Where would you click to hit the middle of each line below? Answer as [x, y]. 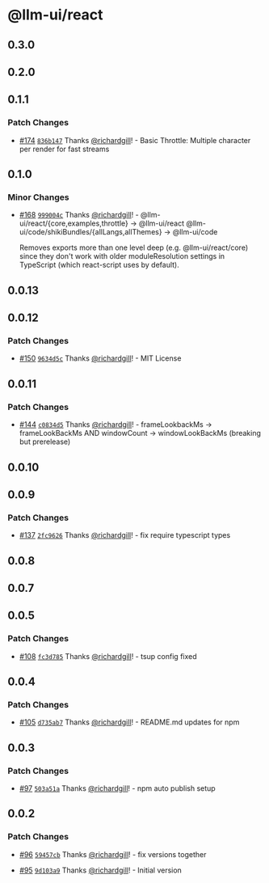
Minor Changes [38, 197]
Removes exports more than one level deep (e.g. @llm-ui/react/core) [133, 247]
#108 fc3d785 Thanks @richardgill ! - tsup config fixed [108, 656]
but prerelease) [45, 441]
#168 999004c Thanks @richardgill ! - [79, 215]
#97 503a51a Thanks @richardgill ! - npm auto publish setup [117, 788]
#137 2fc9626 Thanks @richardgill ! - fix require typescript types [125, 535]
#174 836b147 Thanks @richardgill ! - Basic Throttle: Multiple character [135, 140]
